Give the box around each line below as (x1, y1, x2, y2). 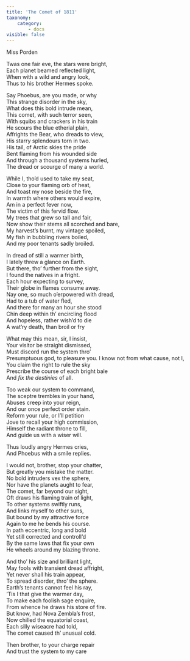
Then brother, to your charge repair (6, 641, 95, 649)
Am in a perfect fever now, (6, 201, 73, 209)
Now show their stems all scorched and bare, (6, 221, 120, 228)
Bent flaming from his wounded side (6, 150, 97, 158)
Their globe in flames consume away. (6, 284, 100, 292)
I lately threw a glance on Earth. (6, 258, 86, 266)
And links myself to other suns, (6, 507, 84, 514)
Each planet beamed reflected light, (6, 67, 96, 74)
